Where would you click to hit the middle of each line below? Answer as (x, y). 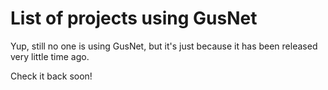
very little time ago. (50, 56)
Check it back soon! (51, 76)
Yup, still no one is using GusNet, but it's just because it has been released (164, 46)
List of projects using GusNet (134, 18)
